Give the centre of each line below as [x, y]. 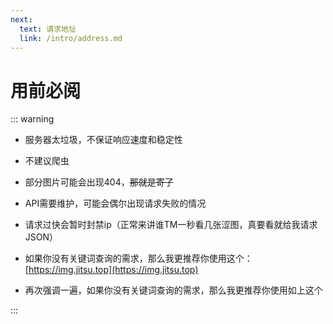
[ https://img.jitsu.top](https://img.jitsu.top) [111, 270]
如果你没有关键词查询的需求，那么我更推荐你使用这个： [138, 258]
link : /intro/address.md [71, 38]
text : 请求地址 [48, 29]
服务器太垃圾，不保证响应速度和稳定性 [103, 140]
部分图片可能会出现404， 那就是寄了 [99, 182]
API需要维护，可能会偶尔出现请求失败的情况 [115, 203]
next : [21, 19]
